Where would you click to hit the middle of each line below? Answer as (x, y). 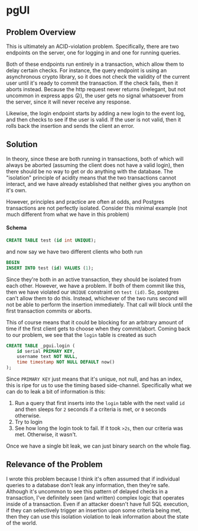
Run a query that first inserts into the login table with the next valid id (100, 403)
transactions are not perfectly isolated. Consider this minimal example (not (97, 208)
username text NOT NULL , (47, 357)
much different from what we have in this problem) (68, 214)
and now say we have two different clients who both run (74, 252)
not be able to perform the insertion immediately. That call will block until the (99, 304)
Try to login (29, 422)
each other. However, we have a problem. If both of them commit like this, (96, 285)
